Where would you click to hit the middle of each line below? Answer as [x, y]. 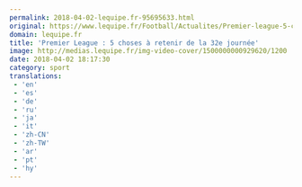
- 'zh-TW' [31, 143]
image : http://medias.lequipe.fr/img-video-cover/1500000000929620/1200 [148, 51]
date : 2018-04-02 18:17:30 [60, 59]
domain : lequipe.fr [46, 34]
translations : [36, 76]
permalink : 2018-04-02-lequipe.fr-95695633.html [102, 18]
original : [28, 26]
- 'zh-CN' [31, 135]
